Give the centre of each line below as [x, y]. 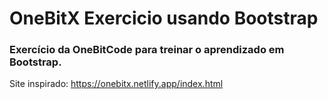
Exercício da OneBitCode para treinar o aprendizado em [147, 50]
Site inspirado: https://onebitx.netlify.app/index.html [116, 84]
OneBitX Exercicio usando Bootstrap [164, 18]
